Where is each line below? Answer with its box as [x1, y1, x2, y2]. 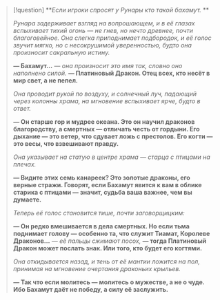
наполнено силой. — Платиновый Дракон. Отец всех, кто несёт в [12, 69, 210, 77]
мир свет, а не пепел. [12, 76, 79, 85]
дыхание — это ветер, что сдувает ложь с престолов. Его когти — [12, 132, 213, 140]
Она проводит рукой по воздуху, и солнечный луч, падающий [12, 89, 197, 98]
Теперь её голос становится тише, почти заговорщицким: [12, 209, 186, 217]
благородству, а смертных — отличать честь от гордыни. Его [12, 125, 200, 133]
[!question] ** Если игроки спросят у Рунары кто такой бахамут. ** [12, 6, 210, 14]
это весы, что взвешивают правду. [12, 140, 119, 147]
